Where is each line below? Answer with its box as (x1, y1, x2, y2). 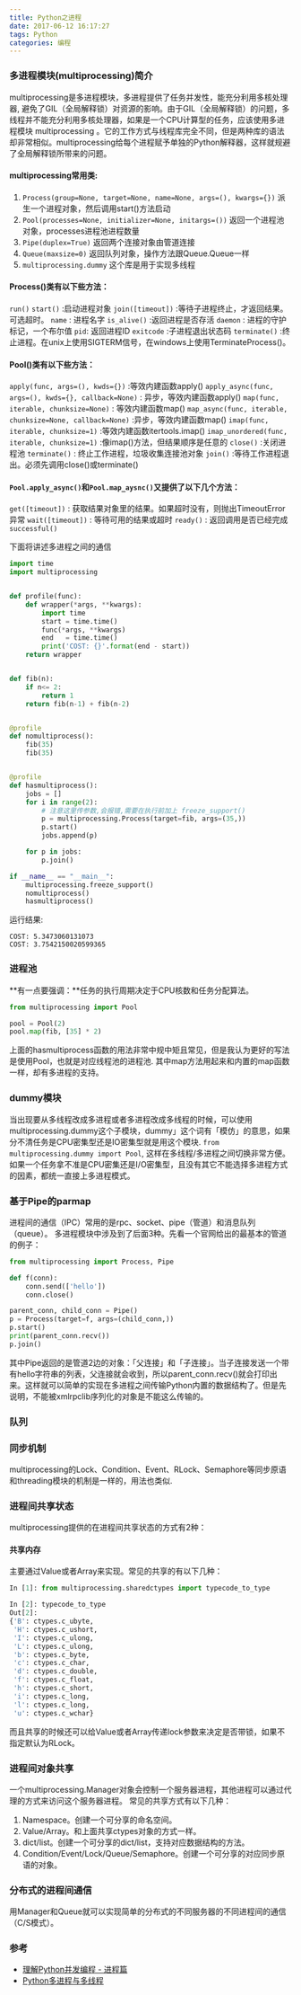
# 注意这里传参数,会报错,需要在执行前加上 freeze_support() (41, 806, 246, 815)
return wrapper (25, 651, 82, 660)
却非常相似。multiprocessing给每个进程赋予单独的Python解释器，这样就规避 (9, 137, 291, 147)
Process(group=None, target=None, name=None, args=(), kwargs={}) (21, 193, 276, 202)
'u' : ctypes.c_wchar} (13, 1708, 94, 1717)
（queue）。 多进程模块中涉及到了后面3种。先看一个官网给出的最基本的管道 (9, 1228, 288, 1238)
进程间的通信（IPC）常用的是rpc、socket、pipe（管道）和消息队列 (9, 1217, 256, 1228)
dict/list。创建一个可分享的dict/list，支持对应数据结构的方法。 (21, 1837, 250, 1848)
